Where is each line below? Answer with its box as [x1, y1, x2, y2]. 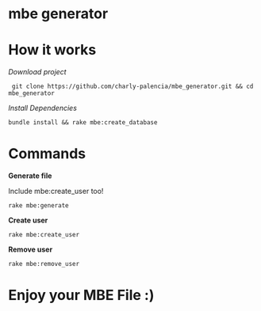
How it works [8, 41, 97, 59]
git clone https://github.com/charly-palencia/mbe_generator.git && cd [11, 82, 254, 91]
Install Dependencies [8, 104, 78, 113]
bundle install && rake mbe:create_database [8, 119, 158, 127]
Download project [8, 67, 67, 77]
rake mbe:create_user [8, 231, 80, 239]
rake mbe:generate [8, 202, 69, 210]
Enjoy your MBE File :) [8, 286, 155, 305]
